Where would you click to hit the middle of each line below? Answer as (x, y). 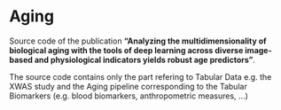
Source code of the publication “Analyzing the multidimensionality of (138, 41)
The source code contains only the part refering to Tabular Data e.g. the (140, 76)
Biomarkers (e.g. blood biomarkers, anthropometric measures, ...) (129, 96)
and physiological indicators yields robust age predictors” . (144, 59)
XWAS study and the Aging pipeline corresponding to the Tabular (129, 86)
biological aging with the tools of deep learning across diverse (126, 50)
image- (258, 50)
